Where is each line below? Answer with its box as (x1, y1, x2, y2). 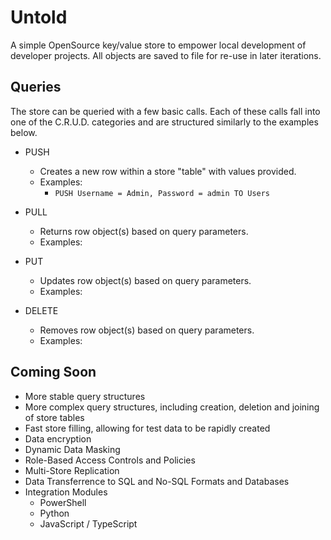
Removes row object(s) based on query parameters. (39, 324, 255, 336)
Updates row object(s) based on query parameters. (39, 274, 252, 286)
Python (39, 507, 70, 519)
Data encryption (24, 432, 92, 445)
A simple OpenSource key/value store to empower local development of (10, 39, 307, 51)
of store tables (24, 411, 85, 423)
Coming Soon (10, 364, 97, 381)
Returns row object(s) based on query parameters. (39, 225, 249, 237)
